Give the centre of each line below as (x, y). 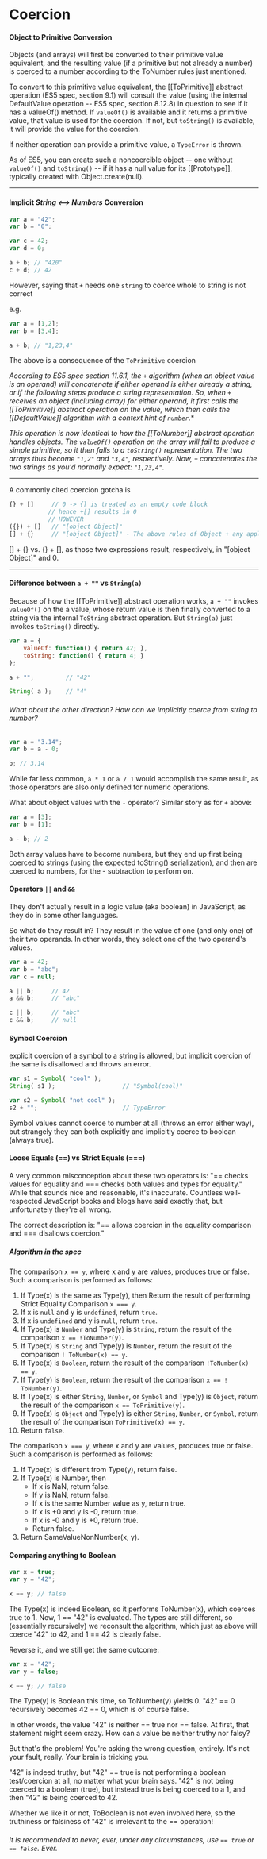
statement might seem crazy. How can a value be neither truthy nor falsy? (130, 1734)
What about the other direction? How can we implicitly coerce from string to (133, 709)
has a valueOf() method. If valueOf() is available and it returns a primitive (128, 112)
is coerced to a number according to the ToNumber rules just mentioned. (128, 71)
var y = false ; (34, 1672)
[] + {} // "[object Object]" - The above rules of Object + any (126, 534)
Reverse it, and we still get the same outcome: (84, 1649)
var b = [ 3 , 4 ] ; (34, 331)
